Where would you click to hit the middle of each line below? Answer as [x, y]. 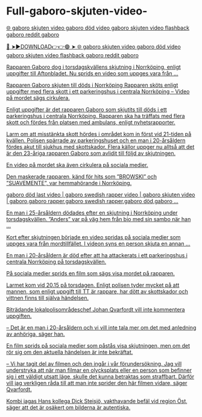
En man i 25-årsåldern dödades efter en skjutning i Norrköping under [92, 213]
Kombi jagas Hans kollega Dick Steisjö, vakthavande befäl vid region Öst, [97, 401]
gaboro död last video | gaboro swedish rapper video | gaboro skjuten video [101, 195]
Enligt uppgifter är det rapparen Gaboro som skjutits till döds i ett [87, 109]
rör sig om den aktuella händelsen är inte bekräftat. [70, 352]
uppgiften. [19, 316]
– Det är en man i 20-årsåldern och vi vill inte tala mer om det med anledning [101, 327]
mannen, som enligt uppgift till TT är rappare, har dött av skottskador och [97, 291]
